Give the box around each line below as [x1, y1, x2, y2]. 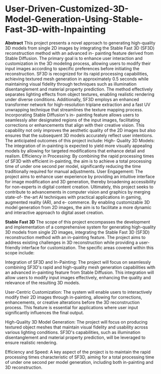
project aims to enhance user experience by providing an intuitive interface [5, 173, 155, 180]
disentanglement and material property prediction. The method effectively [5, 86, 153, 92]
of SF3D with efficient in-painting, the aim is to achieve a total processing [5, 158, 152, 164]
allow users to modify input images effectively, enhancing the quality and [5, 274, 151, 280]
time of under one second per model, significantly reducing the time [5, 163, 141, 169]
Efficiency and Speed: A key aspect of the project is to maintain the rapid [5, 349, 151, 355]
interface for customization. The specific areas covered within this [21, 244, 154, 250]
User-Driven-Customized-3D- [5, 3, 129, 15]
